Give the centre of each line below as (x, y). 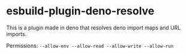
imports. (16, 34)
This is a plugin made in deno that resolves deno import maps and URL (93, 28)
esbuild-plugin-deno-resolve (80, 11)
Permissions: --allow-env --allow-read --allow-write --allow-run (90, 46)
